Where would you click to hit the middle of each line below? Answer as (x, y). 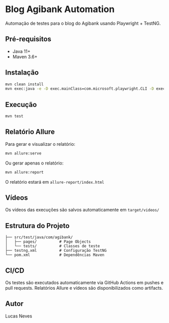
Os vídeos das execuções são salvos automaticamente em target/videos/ (82, 210)
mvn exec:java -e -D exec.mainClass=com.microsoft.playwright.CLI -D (80, 89)
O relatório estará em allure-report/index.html (55, 182)
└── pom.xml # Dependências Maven (55, 255)
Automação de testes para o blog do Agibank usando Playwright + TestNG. (83, 23)
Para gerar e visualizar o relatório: (40, 144)
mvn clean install (24, 84)
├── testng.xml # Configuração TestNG (56, 251)
